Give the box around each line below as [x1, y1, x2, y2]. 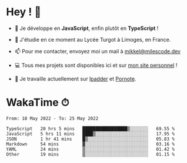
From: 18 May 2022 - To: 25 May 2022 [6, 116, 99, 121]
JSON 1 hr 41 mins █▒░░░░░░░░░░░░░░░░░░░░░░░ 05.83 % [6, 136, 175, 142]
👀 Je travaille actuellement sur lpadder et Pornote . [14, 75, 136, 82]
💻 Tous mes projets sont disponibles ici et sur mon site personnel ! [14, 62, 178, 69]
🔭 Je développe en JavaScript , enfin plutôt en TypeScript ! [14, 25, 159, 32]
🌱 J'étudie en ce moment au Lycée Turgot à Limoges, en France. [14, 36, 171, 43]
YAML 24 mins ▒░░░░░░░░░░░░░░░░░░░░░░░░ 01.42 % [6, 146, 175, 152]
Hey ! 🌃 [6, 5, 42, 19]
